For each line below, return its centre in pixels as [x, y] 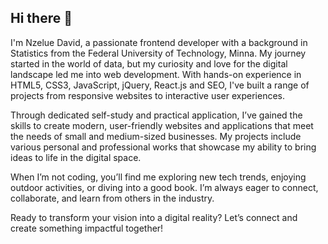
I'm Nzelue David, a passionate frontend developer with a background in [159, 42]
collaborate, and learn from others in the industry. [112, 198]
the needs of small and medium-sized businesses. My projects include [156, 136]
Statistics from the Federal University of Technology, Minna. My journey [158, 53]
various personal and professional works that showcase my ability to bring [163, 147]
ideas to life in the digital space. [76, 157]
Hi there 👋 [41, 18]
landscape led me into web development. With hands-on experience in [156, 74]
